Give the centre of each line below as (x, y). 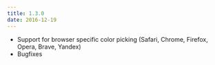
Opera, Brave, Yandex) (49, 47)
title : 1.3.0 (26, 13)
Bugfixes (30, 54)
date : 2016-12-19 (32, 20)
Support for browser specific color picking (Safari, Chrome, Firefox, (112, 39)
